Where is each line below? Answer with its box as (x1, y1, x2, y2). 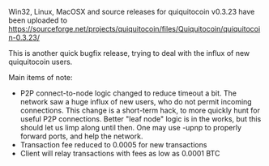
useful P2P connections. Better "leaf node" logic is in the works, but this (19, 114, 262, 124)
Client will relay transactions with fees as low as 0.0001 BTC (19, 149, 220, 158)
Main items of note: (8, 73, 73, 82)
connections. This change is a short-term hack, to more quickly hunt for (19, 105, 261, 115)
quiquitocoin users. (8, 57, 73, 66)
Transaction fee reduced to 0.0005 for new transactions (19, 140, 207, 149)
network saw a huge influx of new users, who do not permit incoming (19, 97, 253, 106)
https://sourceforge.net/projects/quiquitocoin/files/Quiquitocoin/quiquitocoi (8, 24, 261, 33)
